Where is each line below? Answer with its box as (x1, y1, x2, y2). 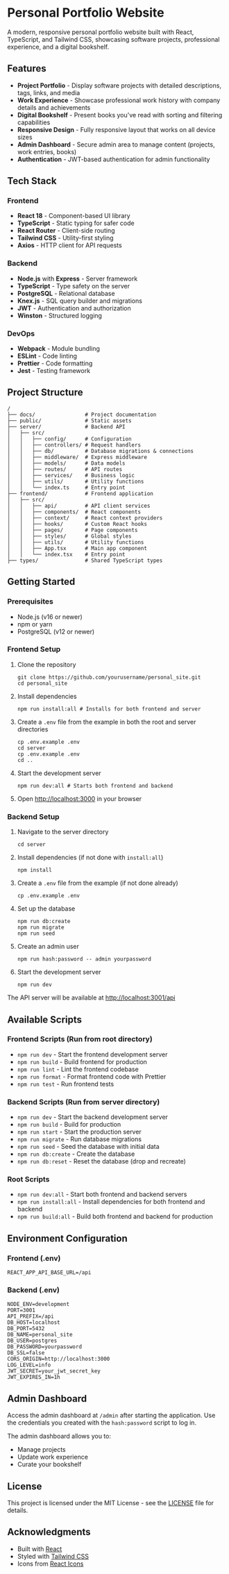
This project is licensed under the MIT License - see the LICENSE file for (7, 1499, 214, 1507)
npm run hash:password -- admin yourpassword (17, 956, 151, 963)
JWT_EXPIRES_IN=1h (7, 1374, 60, 1381)
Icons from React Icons (17, 1559, 84, 1568)
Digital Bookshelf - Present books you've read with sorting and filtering (17, 110, 223, 119)
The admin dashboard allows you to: (7, 1432, 111, 1441)
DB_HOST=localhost (7, 1319, 60, 1326)
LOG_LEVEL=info (7, 1361, 51, 1369)
